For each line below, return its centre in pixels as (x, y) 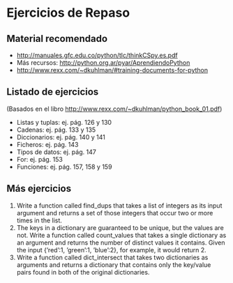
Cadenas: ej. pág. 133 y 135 (56, 130)
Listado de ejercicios (53, 92)
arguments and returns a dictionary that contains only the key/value (114, 265)
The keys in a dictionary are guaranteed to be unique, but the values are (120, 227)
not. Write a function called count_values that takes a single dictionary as (121, 235)
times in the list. (39, 220)
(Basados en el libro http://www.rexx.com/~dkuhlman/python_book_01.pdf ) (114, 109)
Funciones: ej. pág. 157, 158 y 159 (64, 167)
